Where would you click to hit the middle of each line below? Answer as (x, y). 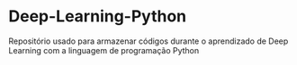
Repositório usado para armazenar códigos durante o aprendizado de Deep (148, 41)
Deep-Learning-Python (98, 16)
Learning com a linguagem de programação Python (104, 50)
